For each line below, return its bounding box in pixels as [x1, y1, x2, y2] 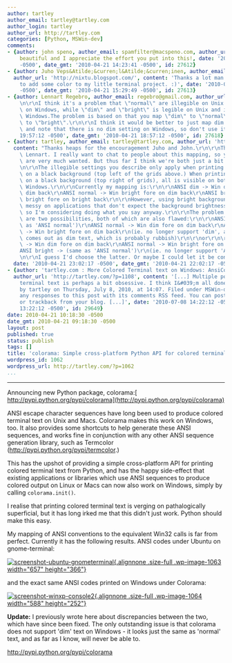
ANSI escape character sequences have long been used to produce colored [7, 408, 223, 417]
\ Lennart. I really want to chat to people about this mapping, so [19, 151, 221, 159]
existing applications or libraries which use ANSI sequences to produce [7, 473, 211, 482]
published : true [7, 330, 54, 338]
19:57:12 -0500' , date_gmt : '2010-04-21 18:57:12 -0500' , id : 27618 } [19, 132, 224, 139]
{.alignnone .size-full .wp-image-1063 [113, 557, 222, 566]
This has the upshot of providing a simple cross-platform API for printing [7, 459, 213, 467]
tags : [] [7, 344, 32, 350]
